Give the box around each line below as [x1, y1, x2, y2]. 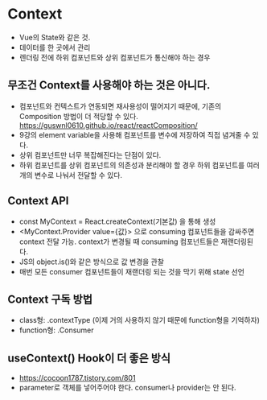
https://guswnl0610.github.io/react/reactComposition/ [18, 120, 198, 130]
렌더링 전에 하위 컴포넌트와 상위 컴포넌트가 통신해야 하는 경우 [18, 52, 211, 62]
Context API [7, 194, 69, 208]
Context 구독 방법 [7, 292, 93, 306]
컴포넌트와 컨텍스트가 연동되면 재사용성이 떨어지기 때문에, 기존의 [18, 101, 222, 111]
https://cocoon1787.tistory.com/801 [18, 373, 136, 383]
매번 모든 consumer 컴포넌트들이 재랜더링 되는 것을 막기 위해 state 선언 [18, 266, 244, 276]
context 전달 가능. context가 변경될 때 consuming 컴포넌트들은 [18, 237, 220, 246]
